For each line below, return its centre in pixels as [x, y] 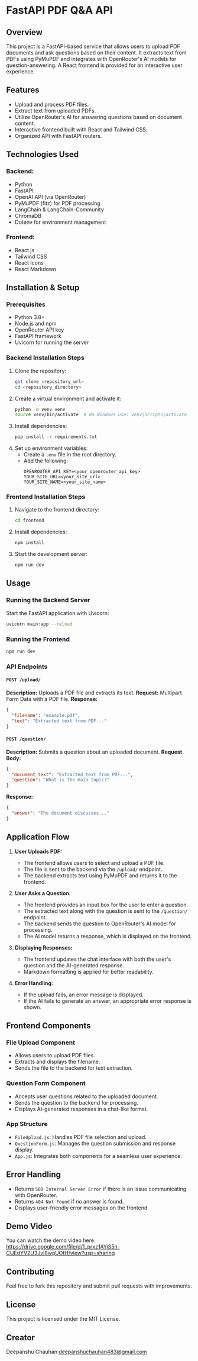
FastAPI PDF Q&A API [60, 10]
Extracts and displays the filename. [57, 1062]
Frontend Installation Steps [46, 497]
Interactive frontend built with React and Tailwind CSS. [81, 129]
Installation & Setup [43, 288]
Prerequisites [26, 304]
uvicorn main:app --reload [39, 624]
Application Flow [38, 837]
